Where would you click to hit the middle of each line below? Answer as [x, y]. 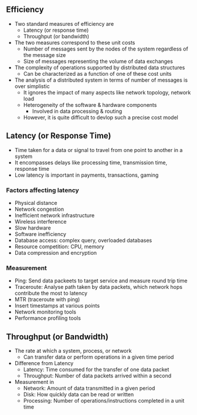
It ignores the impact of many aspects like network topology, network [107, 92]
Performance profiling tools [47, 318]
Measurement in [34, 382]
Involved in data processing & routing [77, 111]
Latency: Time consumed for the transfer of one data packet [96, 370]
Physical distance [36, 203]
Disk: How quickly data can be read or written [79, 394]
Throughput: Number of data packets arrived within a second [97, 376]
